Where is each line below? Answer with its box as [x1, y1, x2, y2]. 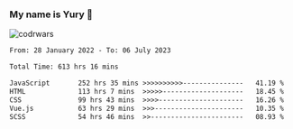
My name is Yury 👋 [9, 8, 93, 21]
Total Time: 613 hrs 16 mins [9, 62, 119, 71]
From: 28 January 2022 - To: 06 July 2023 [9, 46, 171, 55]
